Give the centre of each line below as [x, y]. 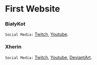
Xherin [13, 47]
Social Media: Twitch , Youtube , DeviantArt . [49, 57]
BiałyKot [15, 24]
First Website [32, 9]
